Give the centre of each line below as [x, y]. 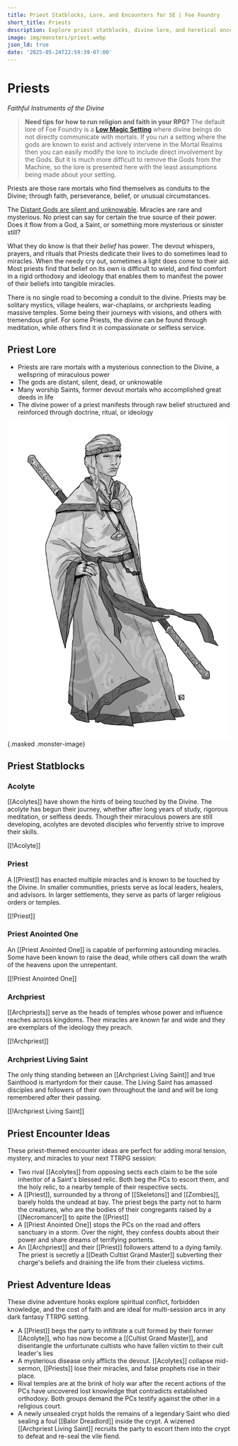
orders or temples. [34, 902]
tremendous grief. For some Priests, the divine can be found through [107, 320]
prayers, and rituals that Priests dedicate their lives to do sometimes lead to [118, 253]
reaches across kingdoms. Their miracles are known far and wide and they [116, 1020]
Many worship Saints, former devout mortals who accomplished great [119, 390]
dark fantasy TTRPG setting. [49, 1317]
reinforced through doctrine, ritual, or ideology [85, 412]
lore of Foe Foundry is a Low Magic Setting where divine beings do [123, 129]
